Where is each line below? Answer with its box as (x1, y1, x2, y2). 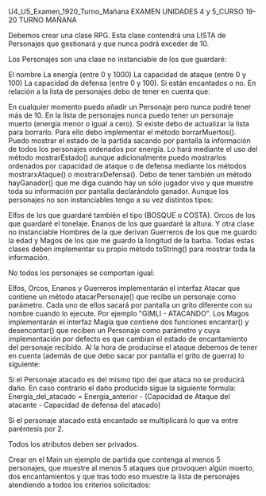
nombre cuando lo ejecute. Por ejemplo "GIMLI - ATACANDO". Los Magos (8, 309, 249, 318)
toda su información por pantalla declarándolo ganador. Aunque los (8, 187, 229, 196)
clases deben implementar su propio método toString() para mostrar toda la (8, 244, 256, 254)
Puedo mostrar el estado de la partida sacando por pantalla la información (8, 136, 252, 145)
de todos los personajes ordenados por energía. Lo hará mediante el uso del (8, 145, 258, 153)
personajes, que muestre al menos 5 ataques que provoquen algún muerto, (8, 463, 255, 472)
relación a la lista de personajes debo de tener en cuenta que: (8, 87, 210, 96)
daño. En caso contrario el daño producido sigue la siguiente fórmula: (8, 383, 237, 393)
